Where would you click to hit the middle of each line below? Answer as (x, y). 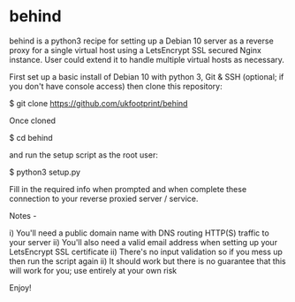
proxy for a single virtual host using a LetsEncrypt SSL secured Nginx (136, 50)
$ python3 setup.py (45, 172)
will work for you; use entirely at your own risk (93, 270)
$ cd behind (31, 137)
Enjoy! (21, 287)
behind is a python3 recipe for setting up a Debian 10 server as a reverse (141, 41)
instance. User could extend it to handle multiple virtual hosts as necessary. (147, 59)
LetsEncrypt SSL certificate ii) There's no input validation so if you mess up (146, 252)
